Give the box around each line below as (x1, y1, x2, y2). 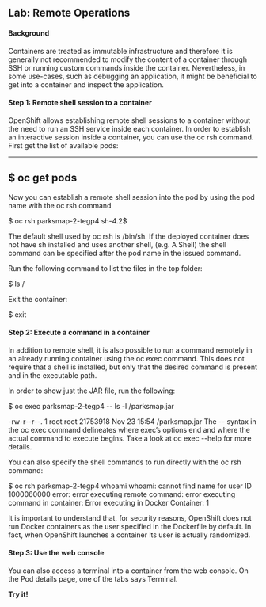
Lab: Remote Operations (8, 6, 131, 20)
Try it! (8, 590, 28, 599)
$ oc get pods (8, 171, 78, 185)
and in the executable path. (8, 370, 97, 380)
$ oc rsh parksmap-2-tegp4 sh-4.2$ (8, 216, 127, 225)
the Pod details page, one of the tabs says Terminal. (8, 575, 178, 584)
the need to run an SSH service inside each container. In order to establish (8, 124, 251, 133)
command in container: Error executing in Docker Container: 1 (8, 498, 210, 507)
